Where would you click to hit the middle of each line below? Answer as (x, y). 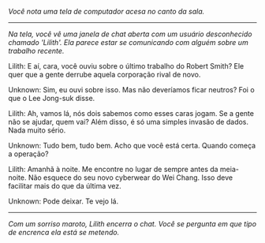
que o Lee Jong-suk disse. (52, 98)
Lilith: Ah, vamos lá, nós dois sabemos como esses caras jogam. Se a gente (131, 113)
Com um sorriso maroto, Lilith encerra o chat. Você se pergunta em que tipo (132, 224)
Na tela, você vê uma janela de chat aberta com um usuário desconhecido (130, 34)
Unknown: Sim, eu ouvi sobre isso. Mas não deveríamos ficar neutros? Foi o (131, 90)
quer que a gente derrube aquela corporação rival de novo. (105, 75)
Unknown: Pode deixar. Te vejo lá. (63, 201)
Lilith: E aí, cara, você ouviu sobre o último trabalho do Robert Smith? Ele (126, 66)
